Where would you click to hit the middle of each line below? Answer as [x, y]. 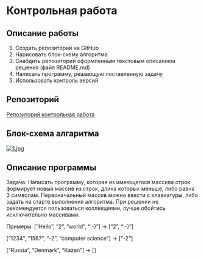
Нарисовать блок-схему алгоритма [61, 54]
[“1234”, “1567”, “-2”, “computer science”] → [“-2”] [70, 239]
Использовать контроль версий [57, 80]
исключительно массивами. [43, 215]
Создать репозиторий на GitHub [57, 48]
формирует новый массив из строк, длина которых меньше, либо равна [100, 189]
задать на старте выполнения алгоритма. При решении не [83, 202]
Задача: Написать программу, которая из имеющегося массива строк [98, 182]
